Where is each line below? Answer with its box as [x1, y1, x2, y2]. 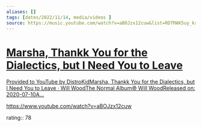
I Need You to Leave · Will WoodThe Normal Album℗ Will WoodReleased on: [6, 84, 195, 92]
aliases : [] [6, 8, 36, 15]
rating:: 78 [6, 114, 32, 122]
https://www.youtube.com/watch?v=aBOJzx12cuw [6, 102, 132, 110]
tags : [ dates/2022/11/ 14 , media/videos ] [6, 14, 112, 20]
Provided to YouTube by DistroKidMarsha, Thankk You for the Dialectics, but [6, 78, 195, 86]
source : [6, 20, 26, 26]
